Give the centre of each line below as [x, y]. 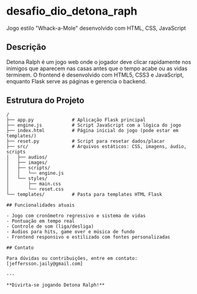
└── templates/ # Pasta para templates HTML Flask [84, 194]
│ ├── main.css [34, 184]
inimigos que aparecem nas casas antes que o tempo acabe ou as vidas [97, 68]
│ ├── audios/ [27, 157]
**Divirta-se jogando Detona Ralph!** [56, 285]
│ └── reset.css [35, 189]
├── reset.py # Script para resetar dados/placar [86, 141]
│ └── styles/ [27, 178]
